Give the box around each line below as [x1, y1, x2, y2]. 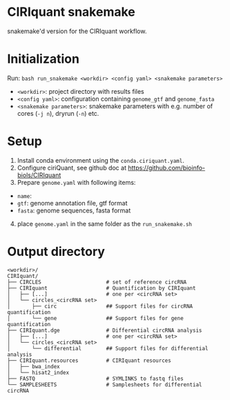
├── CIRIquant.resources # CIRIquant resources [7, 357, 171, 364]
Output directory [7, 244, 106, 259]
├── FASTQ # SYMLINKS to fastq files [7, 375, 184, 382]
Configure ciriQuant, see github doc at [17, 163, 126, 172]
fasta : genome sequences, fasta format [17, 206, 131, 214]
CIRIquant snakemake [7, 4, 136, 20]
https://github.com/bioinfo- [127, 163, 206, 172]
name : [17, 191, 32, 200]
